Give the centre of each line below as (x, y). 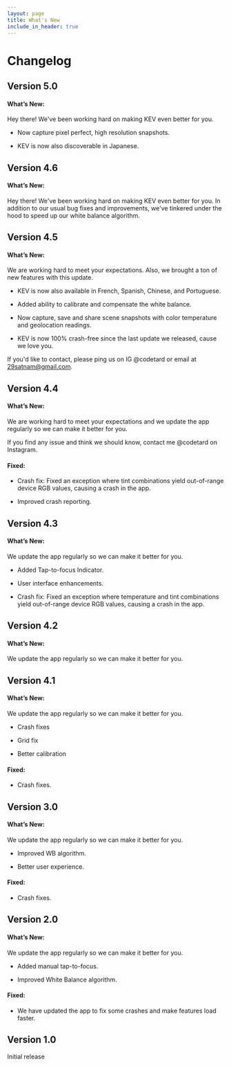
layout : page (26, 13)
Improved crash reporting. (54, 502)
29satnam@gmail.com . (40, 367)
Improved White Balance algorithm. (67, 979)
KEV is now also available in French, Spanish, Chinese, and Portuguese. (119, 291)
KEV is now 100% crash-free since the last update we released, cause (117, 338)
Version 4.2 (33, 626)
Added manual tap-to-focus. (58, 966)
